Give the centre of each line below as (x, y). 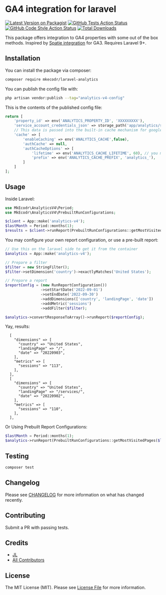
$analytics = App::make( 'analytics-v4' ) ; (48, 254)
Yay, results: (18, 327)
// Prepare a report (26, 281)
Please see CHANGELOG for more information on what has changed (75, 495)
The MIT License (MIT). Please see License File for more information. (75, 588)
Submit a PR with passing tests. (37, 527)
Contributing (25, 516)
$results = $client (25, 231)
